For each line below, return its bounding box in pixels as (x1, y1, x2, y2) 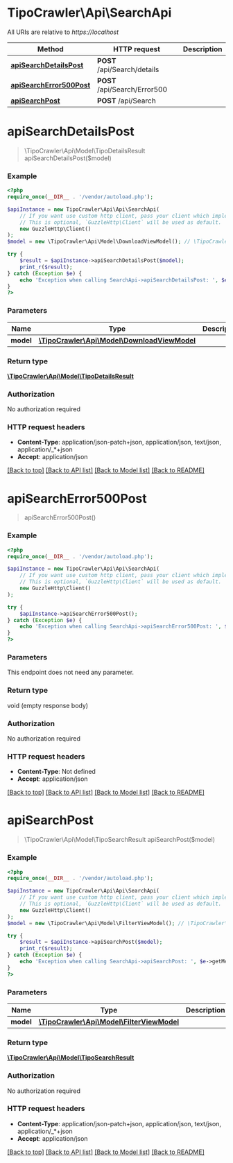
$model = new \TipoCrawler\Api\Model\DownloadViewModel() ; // (7, 238, 191, 245)
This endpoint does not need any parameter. (7, 668, 134, 677)
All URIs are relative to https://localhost (7, 28, 119, 36)
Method (37, 44, 64, 53)
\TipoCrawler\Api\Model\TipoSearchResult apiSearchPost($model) (24, 836, 215, 844)
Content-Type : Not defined (17, 768, 96, 776)
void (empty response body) (7, 701, 89, 709)
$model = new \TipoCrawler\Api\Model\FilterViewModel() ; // (7, 920, 185, 927)
